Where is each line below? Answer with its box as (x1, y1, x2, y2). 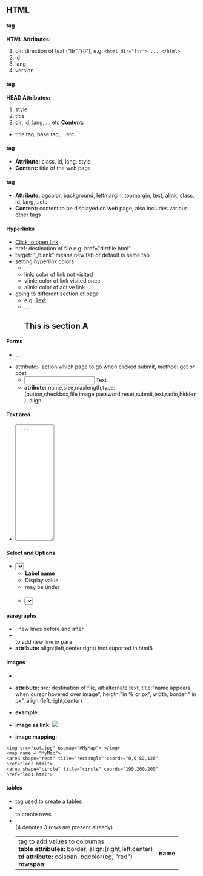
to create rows (15, 810, 52, 818)
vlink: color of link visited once (24, 277, 101, 285)
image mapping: (15, 733, 58, 740)
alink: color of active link (24, 284, 85, 291)
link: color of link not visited (24, 271, 93, 278)
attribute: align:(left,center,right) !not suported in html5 (15, 644, 153, 652)
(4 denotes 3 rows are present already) (15, 823, 113, 830)
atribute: (24, 384, 47, 391)
